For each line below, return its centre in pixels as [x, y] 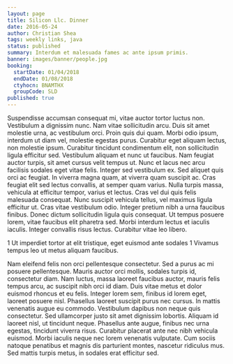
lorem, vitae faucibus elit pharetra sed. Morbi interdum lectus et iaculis [108, 222]
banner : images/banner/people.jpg [58, 59]
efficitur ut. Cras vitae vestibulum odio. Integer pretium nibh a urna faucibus [116, 207]
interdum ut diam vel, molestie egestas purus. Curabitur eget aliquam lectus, [117, 140]
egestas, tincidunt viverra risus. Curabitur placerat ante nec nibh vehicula [113, 330]
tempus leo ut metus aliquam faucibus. [63, 250]
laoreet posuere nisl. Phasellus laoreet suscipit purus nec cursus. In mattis [114, 301]
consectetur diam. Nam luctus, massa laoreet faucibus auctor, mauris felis [114, 279]
